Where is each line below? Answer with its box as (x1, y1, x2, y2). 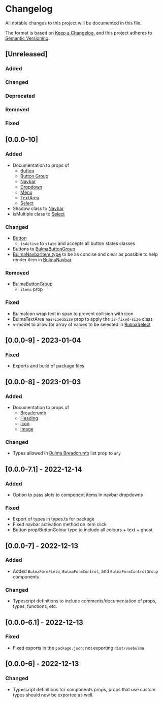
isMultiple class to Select (12, 210, 65, 217)
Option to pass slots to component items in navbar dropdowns (12, 492, 143, 498)
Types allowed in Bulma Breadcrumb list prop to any (12, 450, 121, 456)
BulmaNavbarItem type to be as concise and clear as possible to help (12, 251, 158, 257)
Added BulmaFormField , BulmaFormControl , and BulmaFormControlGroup (12, 568, 158, 574)
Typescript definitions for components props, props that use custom (12, 686, 156, 692)
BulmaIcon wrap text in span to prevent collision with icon (12, 311, 134, 317)
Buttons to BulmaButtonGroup (12, 246, 75, 252)
